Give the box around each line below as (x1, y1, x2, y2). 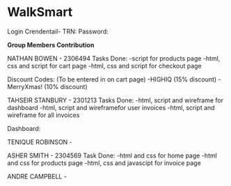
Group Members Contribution (7, 40, 95, 49)
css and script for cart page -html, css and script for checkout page (7, 61, 202, 70)
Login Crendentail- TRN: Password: (7, 27, 109, 36)
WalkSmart (7, 4, 73, 20)
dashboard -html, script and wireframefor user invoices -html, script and (7, 103, 215, 111)
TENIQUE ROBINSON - (7, 137, 73, 146)
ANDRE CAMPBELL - (7, 172, 67, 180)
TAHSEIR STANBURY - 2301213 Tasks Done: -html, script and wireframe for (7, 95, 224, 104)
